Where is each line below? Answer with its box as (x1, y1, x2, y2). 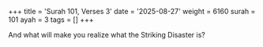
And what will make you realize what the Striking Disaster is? (8, 31, 205, 39)
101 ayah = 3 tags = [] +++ (8, 15, 95, 24)
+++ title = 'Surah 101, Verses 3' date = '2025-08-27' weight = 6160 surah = (8, 7, 256, 16)
